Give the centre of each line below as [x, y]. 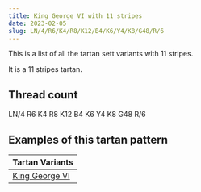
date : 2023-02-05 [38, 23]
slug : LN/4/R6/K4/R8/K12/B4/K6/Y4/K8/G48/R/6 [86, 31]
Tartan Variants [43, 162]
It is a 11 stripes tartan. [45, 69]
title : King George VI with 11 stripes [75, 16]
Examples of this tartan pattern [88, 139]
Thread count [43, 95]
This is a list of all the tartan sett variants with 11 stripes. [101, 54]
